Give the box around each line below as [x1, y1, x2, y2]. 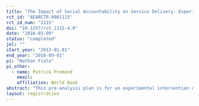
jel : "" [6, 42, 25, 48]
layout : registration [6, 91, 60, 97]
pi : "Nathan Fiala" [6, 58, 54, 64]
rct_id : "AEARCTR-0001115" [6, 14, 73, 20]
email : [17, 74, 33, 80]
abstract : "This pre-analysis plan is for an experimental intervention [6, 85, 190, 91]
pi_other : [6, 63, 31, 69]
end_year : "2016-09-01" [6, 52, 65, 58]
